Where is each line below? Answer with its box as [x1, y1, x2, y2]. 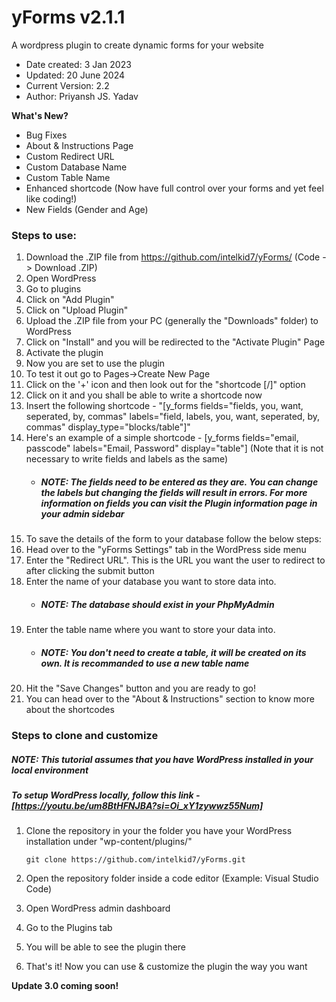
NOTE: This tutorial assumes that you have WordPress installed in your [11, 753, 314, 765]
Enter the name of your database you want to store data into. [25, 576, 277, 588]
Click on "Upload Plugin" [25, 304, 129, 316]
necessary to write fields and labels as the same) [25, 453, 229, 465]
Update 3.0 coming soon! [11, 980, 119, 992]
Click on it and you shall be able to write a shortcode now [25, 389, 263, 401]
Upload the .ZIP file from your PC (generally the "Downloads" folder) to [25, 315, 319, 327]
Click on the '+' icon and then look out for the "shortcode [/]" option [25, 379, 306, 391]
